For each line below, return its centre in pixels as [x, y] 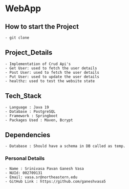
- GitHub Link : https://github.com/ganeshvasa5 [55, 181]
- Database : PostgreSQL [30, 111]
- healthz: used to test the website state [50, 81]
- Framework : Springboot [31, 116]
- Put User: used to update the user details [52, 77]
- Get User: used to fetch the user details [51, 68]
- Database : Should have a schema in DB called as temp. [65, 146]
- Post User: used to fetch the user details [52, 72]
